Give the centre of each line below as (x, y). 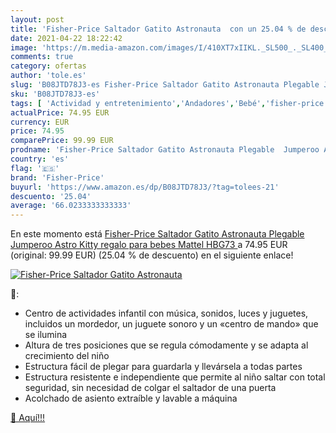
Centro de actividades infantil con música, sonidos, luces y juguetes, (166, 313)
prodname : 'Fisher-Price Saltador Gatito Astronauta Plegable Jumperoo (165, 150)
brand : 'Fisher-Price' (57, 177)
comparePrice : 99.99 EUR (62, 141)
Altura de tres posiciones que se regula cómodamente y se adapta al (166, 345)
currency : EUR (40, 122)
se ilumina (46, 335)
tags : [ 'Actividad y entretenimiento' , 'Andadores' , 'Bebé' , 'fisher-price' (169, 103)
